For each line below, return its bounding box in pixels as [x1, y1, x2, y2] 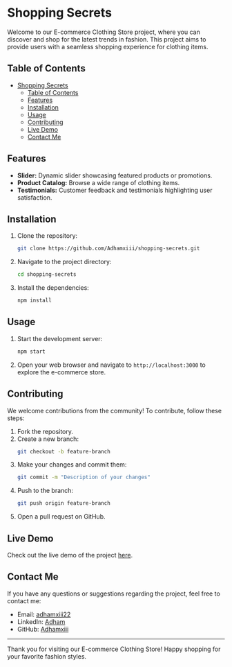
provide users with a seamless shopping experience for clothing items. [7, 42, 209, 51]
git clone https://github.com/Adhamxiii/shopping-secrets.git [17, 245, 200, 252]
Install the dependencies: [17, 284, 90, 292]
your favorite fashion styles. [7, 652, 87, 660]
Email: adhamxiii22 [17, 610, 71, 618]
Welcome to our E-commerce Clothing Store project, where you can [7, 28, 200, 36]
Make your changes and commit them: [17, 460, 127, 469]
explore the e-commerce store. [17, 367, 106, 376]
